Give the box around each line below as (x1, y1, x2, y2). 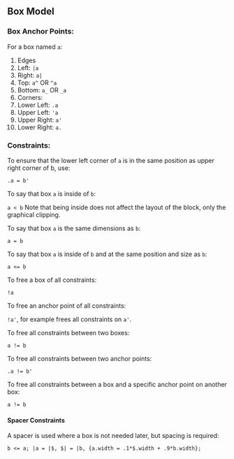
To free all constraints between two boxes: (7, 328, 130, 337)
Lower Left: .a (17, 101, 59, 109)
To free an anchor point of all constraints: (7, 301, 126, 310)
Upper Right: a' (17, 115, 62, 124)
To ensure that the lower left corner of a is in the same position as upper (7, 156, 215, 164)
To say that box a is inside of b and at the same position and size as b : (7, 250, 207, 258)
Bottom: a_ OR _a (17, 85, 67, 94)
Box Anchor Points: (7, 27, 75, 36)
